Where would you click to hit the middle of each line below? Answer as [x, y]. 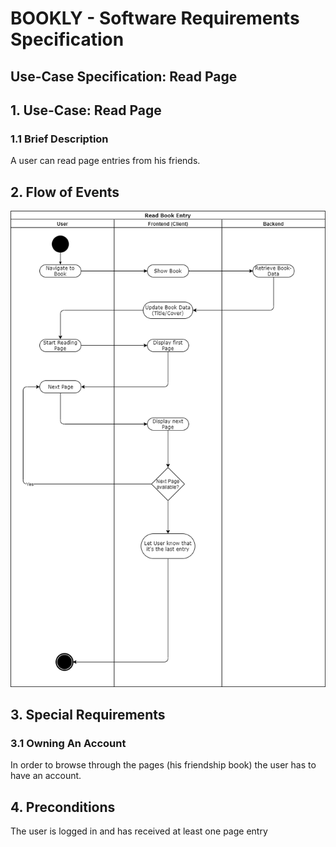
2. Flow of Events [65, 192]
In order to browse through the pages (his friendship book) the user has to [163, 765]
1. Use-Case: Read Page [86, 110]
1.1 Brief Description [59, 139]
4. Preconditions [63, 807]
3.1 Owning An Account [68, 743]
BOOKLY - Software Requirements [155, 18]
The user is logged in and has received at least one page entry [139, 831]
